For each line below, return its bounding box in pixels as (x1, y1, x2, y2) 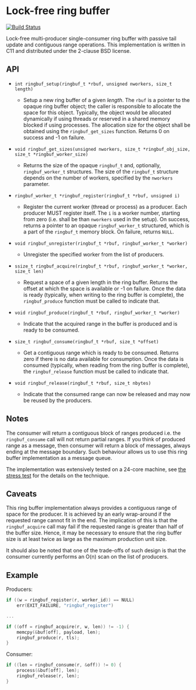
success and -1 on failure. (23, 134, 86, 141)
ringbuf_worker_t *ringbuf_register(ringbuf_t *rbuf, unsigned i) (14, 192, 180, 199)
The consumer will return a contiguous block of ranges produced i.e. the (6, 429, 181, 437)
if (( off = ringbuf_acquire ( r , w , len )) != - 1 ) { (6, 624, 130, 630)
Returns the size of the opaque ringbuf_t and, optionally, (23, 161, 161, 168)
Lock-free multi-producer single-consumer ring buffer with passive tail (6, 35, 177, 42)
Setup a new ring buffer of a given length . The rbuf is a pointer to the (23, 96, 190, 103)
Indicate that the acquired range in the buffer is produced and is (23, 320, 178, 327)
